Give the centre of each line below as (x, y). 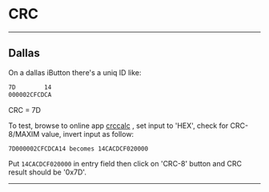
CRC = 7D (25, 110)
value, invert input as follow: (88, 134)
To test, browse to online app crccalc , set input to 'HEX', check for (118, 126)
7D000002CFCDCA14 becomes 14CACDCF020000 (78, 149)
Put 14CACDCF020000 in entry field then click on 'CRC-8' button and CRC (125, 164)
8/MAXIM (24, 134)
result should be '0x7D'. (47, 172)
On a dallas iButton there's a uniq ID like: (75, 72)
